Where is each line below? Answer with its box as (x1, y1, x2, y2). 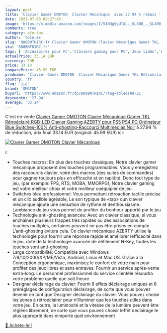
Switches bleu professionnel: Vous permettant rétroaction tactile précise (12, 191, 161, 197)
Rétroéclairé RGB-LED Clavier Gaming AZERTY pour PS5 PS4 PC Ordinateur (5, 119, 161, 125)
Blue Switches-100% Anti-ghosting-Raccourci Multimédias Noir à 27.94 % (5, 124, 158, 130)
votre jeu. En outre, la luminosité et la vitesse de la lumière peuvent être (12, 302, 159, 308)
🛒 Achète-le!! (5, 323, 32, 329)
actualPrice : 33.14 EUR (5, 53, 55, 59)
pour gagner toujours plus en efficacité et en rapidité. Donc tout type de (12, 175, 160, 181)
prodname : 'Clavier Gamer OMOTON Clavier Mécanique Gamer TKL (5, 72, 139, 77)
